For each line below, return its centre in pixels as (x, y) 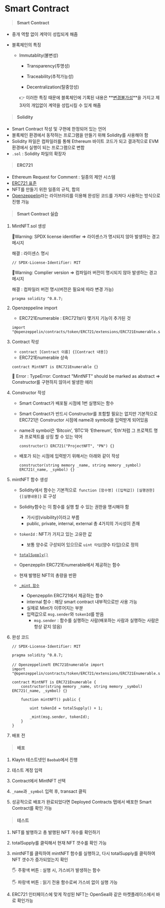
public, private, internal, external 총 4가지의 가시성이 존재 (83, 524)
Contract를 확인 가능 (32, 808)
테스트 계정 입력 (27, 770)
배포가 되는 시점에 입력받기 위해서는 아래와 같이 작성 (69, 456)
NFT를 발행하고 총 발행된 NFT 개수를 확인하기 (56, 833)
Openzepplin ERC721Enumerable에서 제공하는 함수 (70, 565)
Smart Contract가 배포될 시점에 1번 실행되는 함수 (66, 403)
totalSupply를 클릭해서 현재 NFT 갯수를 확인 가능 (59, 843)
